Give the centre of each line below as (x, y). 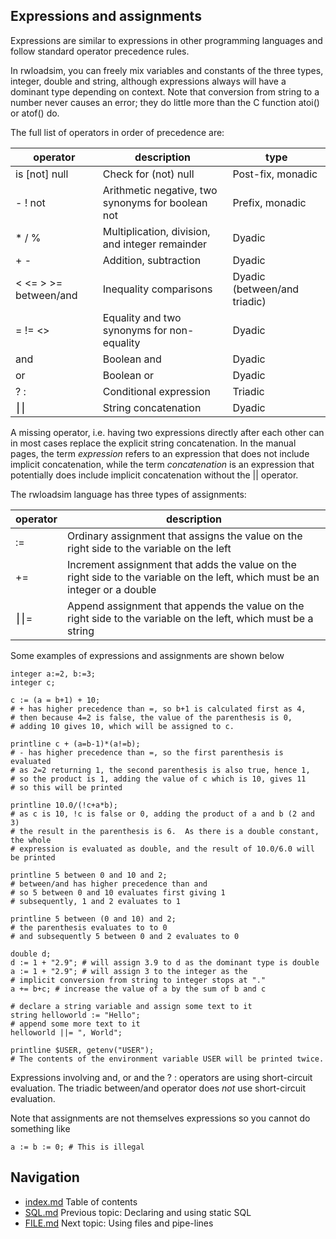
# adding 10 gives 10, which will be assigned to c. (122, 726)
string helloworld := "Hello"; (75, 1015)
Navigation (45, 1177)
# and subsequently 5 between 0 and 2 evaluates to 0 (125, 936)
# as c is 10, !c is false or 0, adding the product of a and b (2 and (162, 814)
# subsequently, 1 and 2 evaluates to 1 (96, 901)
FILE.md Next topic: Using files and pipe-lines (119, 1223)
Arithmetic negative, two (160, 190)
